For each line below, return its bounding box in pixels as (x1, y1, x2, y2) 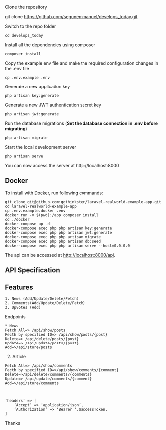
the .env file (5, 66, 30, 71)
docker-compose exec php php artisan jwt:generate (5, 230, 112, 235)
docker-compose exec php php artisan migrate (5, 234, 101, 239)
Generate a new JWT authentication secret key (5, 102, 102, 108)
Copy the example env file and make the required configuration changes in (5, 60, 158, 66)
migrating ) (5, 126, 27, 131)
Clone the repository (5, 4, 47, 10)
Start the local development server (5, 144, 76, 150)
